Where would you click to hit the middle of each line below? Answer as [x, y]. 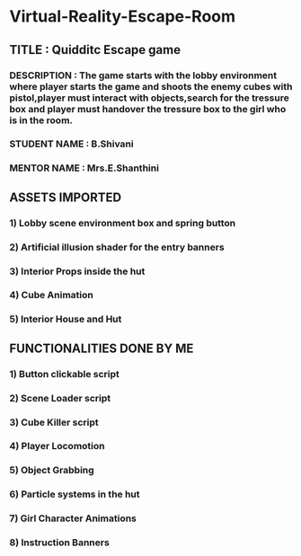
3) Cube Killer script [54, 422]
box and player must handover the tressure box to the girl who [148, 109]
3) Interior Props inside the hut [77, 271]
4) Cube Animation [52, 296]
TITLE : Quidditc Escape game [95, 50]
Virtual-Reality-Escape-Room [123, 17]
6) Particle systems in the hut [75, 494]
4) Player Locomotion [57, 446]
